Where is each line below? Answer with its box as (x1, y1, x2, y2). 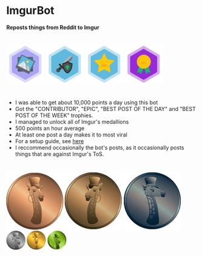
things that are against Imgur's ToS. (15, 150, 104, 158)
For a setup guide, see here (15, 138, 84, 145)
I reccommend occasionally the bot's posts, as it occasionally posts (15, 144, 184, 152)
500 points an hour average (15, 125, 85, 132)
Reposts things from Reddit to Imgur (6, 24, 99, 31)
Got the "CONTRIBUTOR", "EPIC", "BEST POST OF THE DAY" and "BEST (15, 106, 196, 113)
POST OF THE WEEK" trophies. (15, 112, 93, 119)
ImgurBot (6, 4, 55, 18)
